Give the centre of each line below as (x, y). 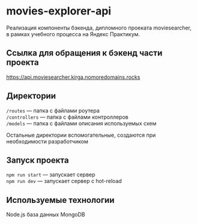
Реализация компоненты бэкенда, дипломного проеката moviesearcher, (99, 28)
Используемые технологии (60, 200)
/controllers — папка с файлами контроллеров (67, 117)
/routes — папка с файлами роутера (53, 110)
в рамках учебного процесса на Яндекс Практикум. (73, 34)
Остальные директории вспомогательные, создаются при (81, 135)
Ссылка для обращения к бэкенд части (84, 53)
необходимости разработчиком (47, 141)
